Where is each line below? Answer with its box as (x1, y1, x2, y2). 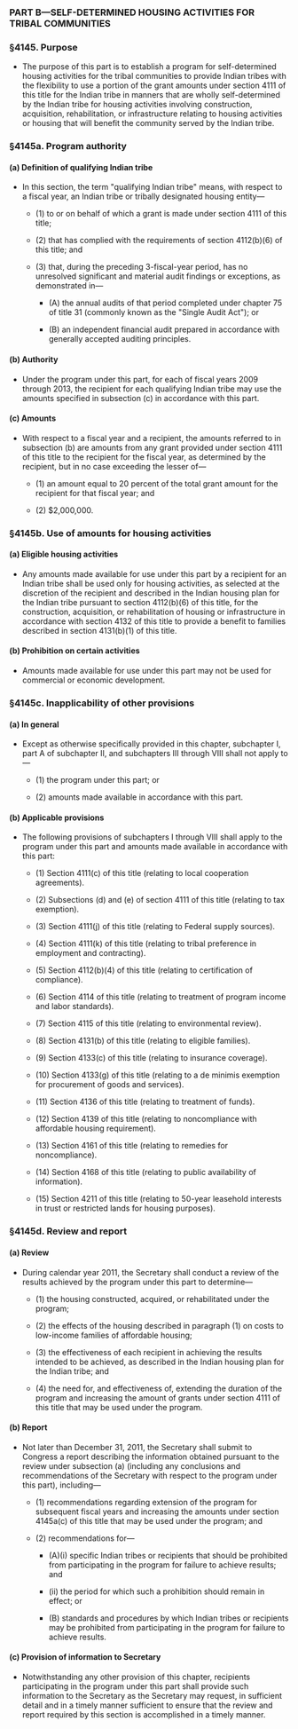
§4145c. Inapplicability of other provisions (9, 697, 195, 709)
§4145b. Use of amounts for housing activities (9, 526, 212, 539)
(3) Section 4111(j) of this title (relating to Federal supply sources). (35, 921, 276, 932)
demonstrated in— (35, 280, 104, 291)
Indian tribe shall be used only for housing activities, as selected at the (21, 578, 280, 588)
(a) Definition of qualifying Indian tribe (9, 162, 153, 172)
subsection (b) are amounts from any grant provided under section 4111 (21, 442, 283, 453)
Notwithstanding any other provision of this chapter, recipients (21, 1671, 251, 1682)
